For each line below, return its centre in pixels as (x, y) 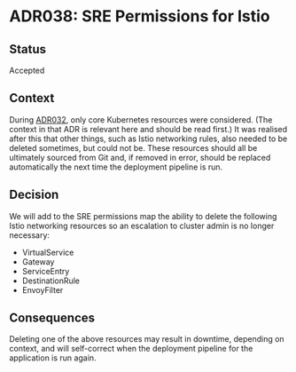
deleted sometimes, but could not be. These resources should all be (133, 147)
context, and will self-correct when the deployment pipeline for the (131, 349)
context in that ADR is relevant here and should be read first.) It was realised (148, 129)
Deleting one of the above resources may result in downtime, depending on (147, 339)
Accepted (27, 70)
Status (28, 49)
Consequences (52, 318)
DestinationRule (51, 281)
